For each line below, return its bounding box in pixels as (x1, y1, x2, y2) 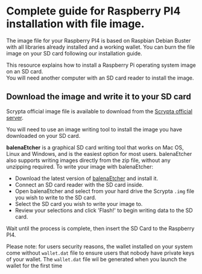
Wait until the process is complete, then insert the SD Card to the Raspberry (6, 225, 195, 232)
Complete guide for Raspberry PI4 (6, 4, 181, 18)
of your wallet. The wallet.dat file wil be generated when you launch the (6, 255, 187, 263)
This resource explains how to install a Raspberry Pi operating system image (6, 61, 196, 69)
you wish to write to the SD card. (14, 194, 96, 201)
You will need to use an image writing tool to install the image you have (6, 125, 183, 133)
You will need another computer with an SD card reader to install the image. (6, 74, 194, 81)
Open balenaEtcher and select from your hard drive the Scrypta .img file (14, 187, 195, 195)
